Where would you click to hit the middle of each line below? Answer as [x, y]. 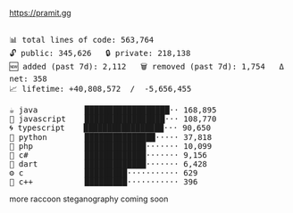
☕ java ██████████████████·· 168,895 [113, 110]
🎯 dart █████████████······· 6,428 [109, 164]
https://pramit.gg [40, 13]
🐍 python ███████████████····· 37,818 [111, 137]
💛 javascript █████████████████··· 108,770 [113, 119]
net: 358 [28, 79]
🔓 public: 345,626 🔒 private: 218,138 [100, 53]
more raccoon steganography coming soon [89, 199]
